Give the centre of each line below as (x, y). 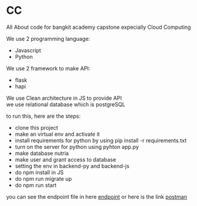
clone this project (36, 127)
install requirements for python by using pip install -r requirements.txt (101, 140)
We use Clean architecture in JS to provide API (64, 98)
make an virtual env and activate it (57, 134)
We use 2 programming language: (48, 38)
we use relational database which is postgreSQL (66, 104)
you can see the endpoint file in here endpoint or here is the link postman (97, 196)
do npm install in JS (39, 172)
